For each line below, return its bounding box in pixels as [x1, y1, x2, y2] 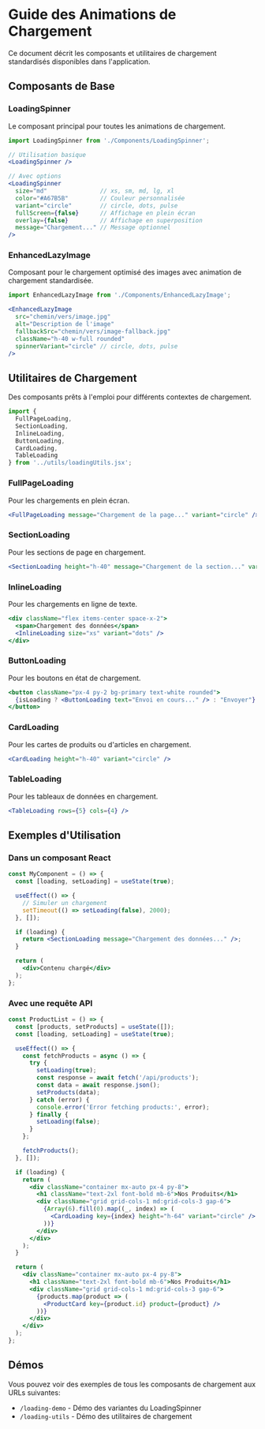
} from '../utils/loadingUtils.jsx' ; [8, 459, 132, 467]
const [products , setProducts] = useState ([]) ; [15, 1023, 175, 1031]
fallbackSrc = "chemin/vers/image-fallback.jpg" [15, 327, 171, 335]
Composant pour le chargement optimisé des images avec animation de [8, 267, 242, 277]
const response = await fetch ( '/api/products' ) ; [36, 1074, 200, 1082]
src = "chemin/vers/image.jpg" [15, 313, 111, 321]
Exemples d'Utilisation [8, 829, 121, 842]
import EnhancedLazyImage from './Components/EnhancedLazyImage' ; [8, 291, 231, 299]
